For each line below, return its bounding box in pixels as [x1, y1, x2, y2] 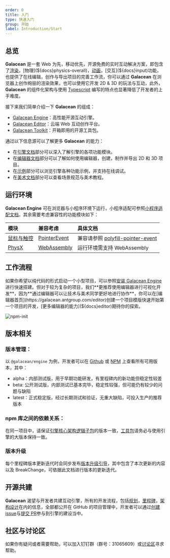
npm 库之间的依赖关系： [5, 415, 65, 422]
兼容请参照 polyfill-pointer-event [77, 235, 157, 242]
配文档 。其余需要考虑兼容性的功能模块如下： [5, 211, 99, 217]
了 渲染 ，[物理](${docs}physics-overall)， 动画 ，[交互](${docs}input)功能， [5, 67, 161, 73]
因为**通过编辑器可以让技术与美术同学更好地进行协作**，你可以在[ [18, 290, 158, 296]
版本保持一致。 [18, 434, 50, 440]
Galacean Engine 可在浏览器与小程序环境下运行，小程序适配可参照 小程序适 [5, 205, 163, 211]
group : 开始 [5, 21, 29, 27]
